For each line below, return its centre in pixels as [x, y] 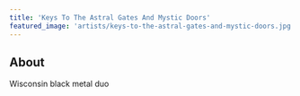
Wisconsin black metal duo [59, 84]
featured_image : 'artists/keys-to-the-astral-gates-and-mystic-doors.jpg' [152, 26]
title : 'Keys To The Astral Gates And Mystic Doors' [110, 17]
